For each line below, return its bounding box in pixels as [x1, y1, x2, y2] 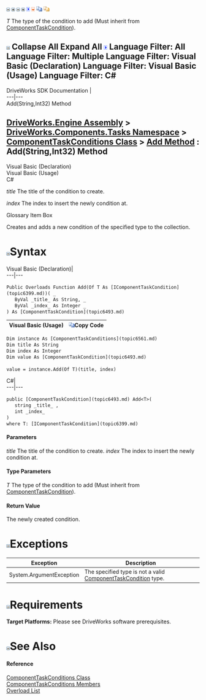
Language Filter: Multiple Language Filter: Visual [6, 52, 196, 62]
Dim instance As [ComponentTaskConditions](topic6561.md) [6, 336, 158, 342]
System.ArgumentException [9, 571, 80, 579]
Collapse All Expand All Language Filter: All [11, 42, 186, 52]
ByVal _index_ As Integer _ [14, 302, 86, 309]
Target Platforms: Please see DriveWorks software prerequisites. [6, 618, 172, 625]
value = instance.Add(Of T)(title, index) [6, 366, 116, 372]
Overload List [6, 687, 40, 694]
